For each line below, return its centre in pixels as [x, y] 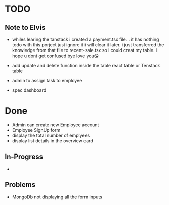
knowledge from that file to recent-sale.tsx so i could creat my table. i [85, 50]
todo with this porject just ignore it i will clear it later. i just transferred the [88, 45]
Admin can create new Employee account [55, 125]
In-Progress [24, 157]
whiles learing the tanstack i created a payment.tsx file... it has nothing [86, 39]
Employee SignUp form [36, 130]
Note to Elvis [25, 28]
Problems [20, 185]
